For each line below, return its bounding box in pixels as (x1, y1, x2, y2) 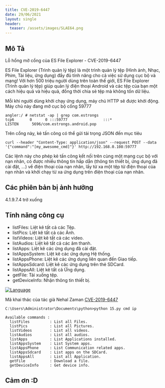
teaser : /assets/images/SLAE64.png (9, 26, 83, 31)
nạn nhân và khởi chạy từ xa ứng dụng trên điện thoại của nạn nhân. (5, 169, 145, 175)
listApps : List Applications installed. (9, 337, 117, 342)
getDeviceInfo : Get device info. (9, 363, 90, 368)
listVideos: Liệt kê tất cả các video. (12, 235, 84, 241)
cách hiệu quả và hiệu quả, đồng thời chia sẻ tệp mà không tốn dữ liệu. (5, 88, 151, 94)
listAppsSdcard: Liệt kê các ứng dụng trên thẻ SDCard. (12, 261, 125, 267)
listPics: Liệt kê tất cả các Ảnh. (12, 230, 76, 236)
